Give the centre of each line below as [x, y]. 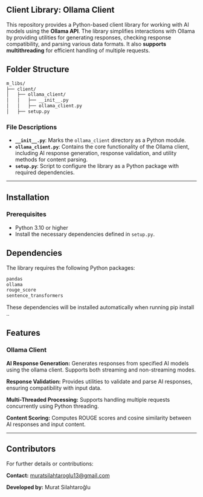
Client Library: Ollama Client [60, 10]
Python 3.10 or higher [41, 227]
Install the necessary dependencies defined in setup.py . [85, 234]
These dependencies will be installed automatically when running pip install [100, 307]
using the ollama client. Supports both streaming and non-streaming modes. [101, 370]
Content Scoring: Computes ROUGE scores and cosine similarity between [99, 418]
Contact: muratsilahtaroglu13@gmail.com [58, 475]
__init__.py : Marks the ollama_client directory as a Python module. [100, 140]
